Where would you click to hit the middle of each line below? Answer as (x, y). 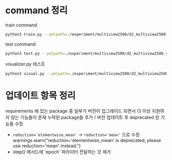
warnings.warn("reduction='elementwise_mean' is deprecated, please (87, 140)
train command (21, 25)
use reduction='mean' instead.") (47, 146)
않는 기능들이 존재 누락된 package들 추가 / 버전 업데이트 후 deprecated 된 (85, 117)
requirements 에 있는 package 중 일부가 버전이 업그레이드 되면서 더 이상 (78, 111)
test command (20, 44)
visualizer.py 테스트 (25, 64)
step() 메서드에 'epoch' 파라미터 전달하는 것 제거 (62, 152)
